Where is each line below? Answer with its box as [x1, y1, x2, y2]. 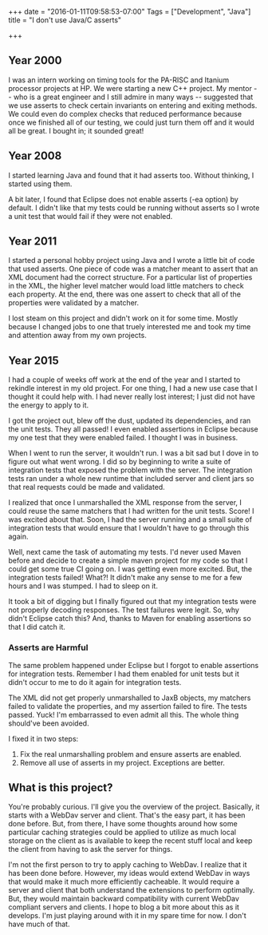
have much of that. [8, 919, 70, 929]
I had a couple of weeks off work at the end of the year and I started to [8, 375, 241, 384]
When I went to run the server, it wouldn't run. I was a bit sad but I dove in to [8, 448, 259, 458]
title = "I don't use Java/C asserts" [8, 15, 122, 25]
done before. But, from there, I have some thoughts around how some [8, 819, 238, 829]
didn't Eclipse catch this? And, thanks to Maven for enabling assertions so [8, 614, 251, 623]
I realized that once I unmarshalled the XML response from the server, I [8, 498, 242, 507]
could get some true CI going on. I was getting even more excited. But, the [8, 564, 253, 574]
